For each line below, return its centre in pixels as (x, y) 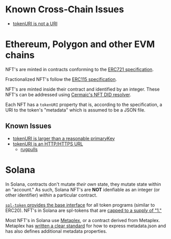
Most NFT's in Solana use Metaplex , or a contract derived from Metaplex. (83, 220)
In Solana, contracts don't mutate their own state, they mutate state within (83, 184)
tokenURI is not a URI (35, 24)
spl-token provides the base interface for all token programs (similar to (80, 205)
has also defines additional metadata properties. (56, 231)
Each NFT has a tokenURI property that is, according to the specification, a (84, 104)
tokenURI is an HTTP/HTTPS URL (48, 144)
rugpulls (29, 149)
